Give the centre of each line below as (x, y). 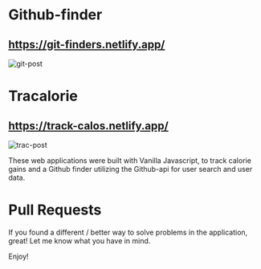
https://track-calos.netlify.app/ (88, 126)
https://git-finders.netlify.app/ (87, 45)
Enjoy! (19, 256)
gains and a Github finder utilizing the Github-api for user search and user (130, 169)
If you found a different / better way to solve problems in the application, (128, 232)
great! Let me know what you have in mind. (80, 240)
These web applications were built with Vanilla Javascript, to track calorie (130, 161)
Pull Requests (55, 210)
